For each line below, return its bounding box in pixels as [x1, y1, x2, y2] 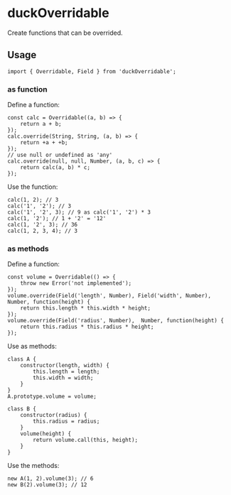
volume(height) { [20, 430, 72, 437]
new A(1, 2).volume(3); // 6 [7, 475, 94, 482]
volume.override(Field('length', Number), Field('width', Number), [7, 293, 212, 300]
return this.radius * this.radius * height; [20, 323, 154, 331]
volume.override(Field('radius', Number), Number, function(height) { [7, 317, 224, 325]
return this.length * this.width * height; [20, 305, 151, 312]
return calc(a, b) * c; [20, 164, 91, 171]
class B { [7, 406, 37, 413]
